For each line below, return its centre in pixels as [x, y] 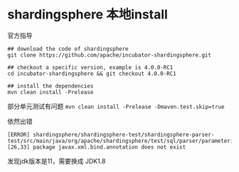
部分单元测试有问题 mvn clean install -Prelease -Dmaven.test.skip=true [116, 106]
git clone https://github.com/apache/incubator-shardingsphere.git [110, 55]
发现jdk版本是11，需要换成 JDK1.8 [57, 161]
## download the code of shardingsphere [68, 49]
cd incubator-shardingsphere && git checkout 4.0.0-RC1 [92, 74]
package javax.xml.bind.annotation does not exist [110, 147]
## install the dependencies [51, 86]
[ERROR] [19, 134]
